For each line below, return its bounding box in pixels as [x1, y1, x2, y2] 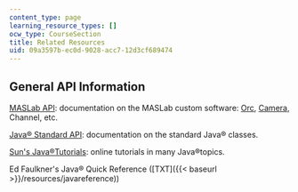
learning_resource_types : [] [9, 21, 117, 30]
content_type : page [9, 12, 82, 22]
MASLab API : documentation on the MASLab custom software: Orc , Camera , [9, 102, 290, 113]
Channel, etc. [9, 112, 59, 123]
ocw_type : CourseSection [9, 29, 101, 38]
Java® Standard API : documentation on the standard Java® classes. [9, 129, 259, 140]
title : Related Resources [9, 37, 105, 47]
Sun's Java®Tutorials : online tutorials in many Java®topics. [9, 146, 225, 156]
